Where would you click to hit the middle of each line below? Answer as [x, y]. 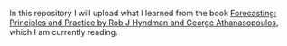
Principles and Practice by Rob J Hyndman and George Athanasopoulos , [144, 23]
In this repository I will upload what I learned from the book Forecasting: [143, 13]
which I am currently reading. [64, 32]
